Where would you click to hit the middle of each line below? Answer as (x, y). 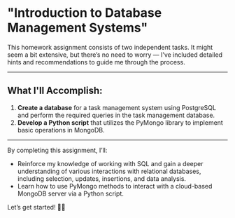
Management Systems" (78, 28)
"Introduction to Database (85, 13)
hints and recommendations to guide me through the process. (96, 62)
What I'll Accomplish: (55, 91)
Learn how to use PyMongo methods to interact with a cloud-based (115, 186)
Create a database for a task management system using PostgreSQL (117, 107)
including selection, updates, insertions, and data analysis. (102, 178)
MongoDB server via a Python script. (71, 193)
